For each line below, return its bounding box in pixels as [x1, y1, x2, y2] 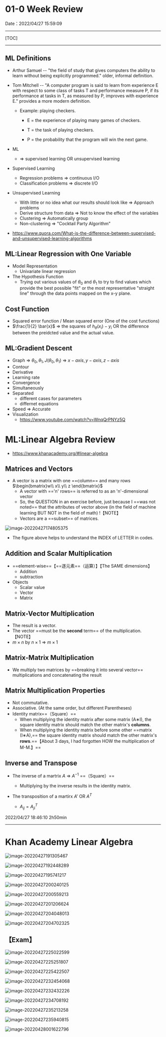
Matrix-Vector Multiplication [5, 609, 95, 618]
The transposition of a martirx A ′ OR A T [12, 792, 92, 799]
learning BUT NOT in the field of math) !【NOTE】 [19, 510, 121, 516]
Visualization [12, 411, 39, 417]
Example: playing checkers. [19, 108, 76, 114]
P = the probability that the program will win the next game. [27, 136, 148, 142]
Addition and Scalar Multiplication [5, 549, 112, 558]
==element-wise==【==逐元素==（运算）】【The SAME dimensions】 [12, 563, 153, 569]
